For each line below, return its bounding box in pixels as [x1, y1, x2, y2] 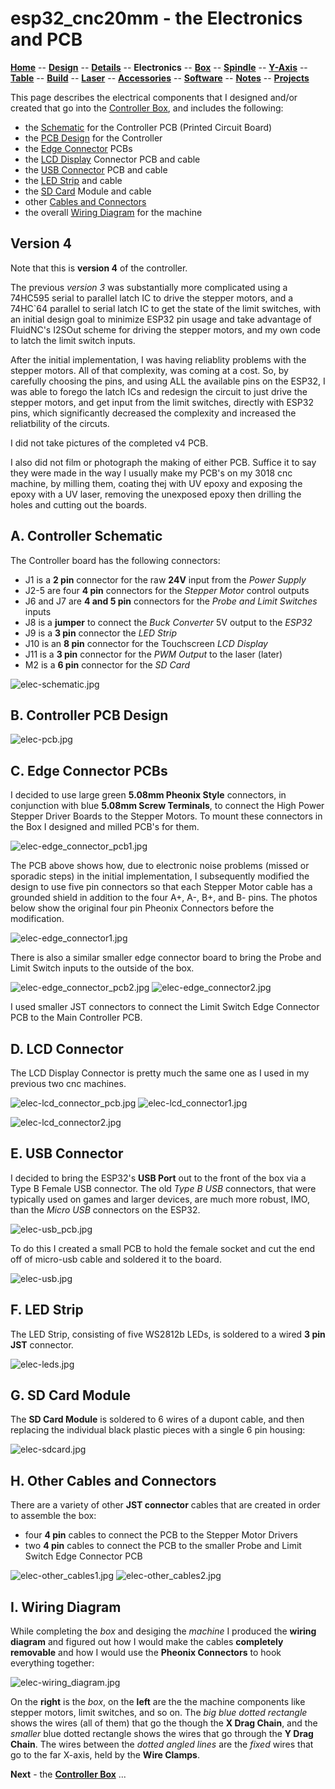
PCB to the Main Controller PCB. [10, 1012, 143, 1024]
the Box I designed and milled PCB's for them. [10, 821, 200, 833]
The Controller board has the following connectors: [10, 554, 221, 566]
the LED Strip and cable [24, 174, 123, 186]
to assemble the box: [10, 1510, 97, 1522]
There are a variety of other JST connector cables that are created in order [10, 1499, 321, 1511]
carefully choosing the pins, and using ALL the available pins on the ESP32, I [10, 375, 326, 387]
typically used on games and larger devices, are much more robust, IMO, [10, 1193, 310, 1205]
